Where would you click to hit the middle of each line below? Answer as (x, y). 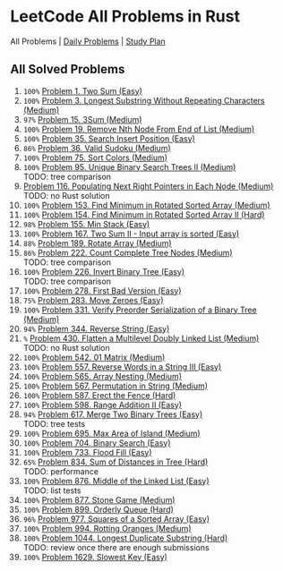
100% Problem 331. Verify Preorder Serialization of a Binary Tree (140, 310)
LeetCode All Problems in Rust (125, 17)
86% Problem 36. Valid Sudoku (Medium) (97, 148)
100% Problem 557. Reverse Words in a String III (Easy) (122, 366)
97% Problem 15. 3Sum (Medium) (82, 119)
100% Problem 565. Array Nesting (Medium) (103, 376)
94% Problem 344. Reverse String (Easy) (96, 328)
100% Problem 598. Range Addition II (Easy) (103, 405)
